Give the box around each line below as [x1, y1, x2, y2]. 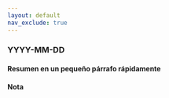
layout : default [7, 11, 61, 20]
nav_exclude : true [7, 19, 68, 27]
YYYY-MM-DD [7, 45, 65, 56]
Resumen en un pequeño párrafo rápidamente [7, 64, 161, 74]
